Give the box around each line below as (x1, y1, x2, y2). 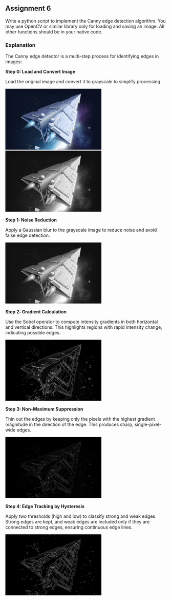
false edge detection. (5, 232, 50, 238)
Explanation (5, 41, 36, 48)
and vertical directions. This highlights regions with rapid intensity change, (5, 324, 162, 330)
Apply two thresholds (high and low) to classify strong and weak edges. (5, 513, 157, 519)
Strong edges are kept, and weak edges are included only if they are (5, 519, 150, 525)
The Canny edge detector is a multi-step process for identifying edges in (5, 53, 159, 60)
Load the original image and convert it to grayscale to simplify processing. (5, 79, 162, 85)
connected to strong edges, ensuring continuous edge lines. (5, 524, 133, 531)
